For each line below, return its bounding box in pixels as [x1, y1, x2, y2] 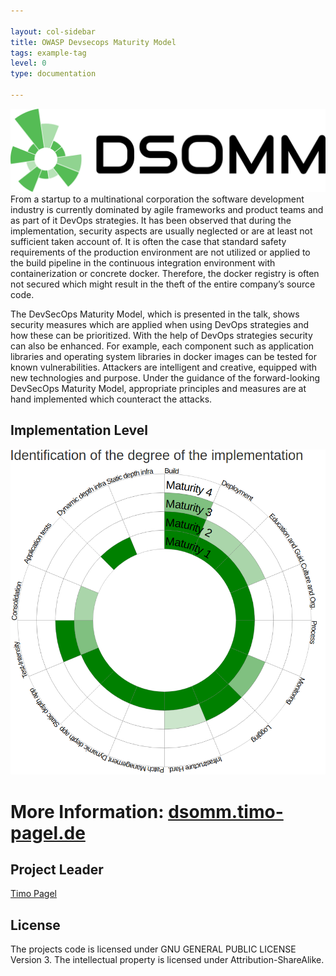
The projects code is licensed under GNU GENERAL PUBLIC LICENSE [10, 943, 297, 955]
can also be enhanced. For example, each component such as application [10, 340, 315, 352]
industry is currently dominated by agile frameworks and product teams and [10, 203, 324, 215]
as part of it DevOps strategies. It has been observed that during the [10, 214, 292, 226]
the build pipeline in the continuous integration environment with [10, 256, 276, 269]
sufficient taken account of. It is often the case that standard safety [10, 235, 287, 247]
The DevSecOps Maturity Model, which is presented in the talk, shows [10, 308, 300, 320]
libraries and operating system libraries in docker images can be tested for [10, 350, 317, 362]
